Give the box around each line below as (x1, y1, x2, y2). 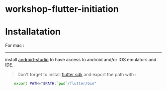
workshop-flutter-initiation (5, 3, 119, 15)
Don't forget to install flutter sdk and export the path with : (17, 72, 137, 78)
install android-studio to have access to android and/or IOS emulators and (5, 57, 157, 63)
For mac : (5, 43, 25, 48)
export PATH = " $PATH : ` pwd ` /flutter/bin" (14, 81, 97, 86)
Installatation (5, 26, 61, 38)
